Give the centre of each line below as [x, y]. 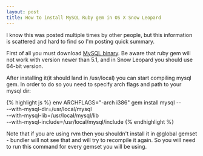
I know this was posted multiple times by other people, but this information [99, 35]
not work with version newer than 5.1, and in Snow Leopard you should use [99, 59]
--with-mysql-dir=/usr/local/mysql [49, 109]
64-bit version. [25, 66]
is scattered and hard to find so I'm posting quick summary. [81, 41]
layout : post [23, 12]
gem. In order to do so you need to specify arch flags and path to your [94, 84]
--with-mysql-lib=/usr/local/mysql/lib [52, 115]
